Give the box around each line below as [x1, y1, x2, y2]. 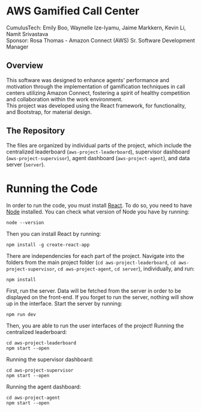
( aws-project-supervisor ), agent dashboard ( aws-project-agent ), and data [6, 154, 190, 161]
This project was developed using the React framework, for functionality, [6, 102, 187, 109]
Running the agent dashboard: [6, 383, 82, 390]
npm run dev [6, 311, 36, 317]
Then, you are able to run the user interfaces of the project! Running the [6, 322, 184, 329]
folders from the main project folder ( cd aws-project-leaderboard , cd [6, 258, 176, 266]
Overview [6, 61, 44, 71]
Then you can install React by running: [6, 230, 101, 237]
